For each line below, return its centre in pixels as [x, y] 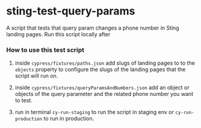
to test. [24, 100]
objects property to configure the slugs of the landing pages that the [100, 69]
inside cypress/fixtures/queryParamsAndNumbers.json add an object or [102, 88]
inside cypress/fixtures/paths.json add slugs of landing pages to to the [105, 63]
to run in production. [69, 118]
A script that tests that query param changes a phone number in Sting [93, 28]
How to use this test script [45, 50]
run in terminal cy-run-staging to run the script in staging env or [94, 112]
